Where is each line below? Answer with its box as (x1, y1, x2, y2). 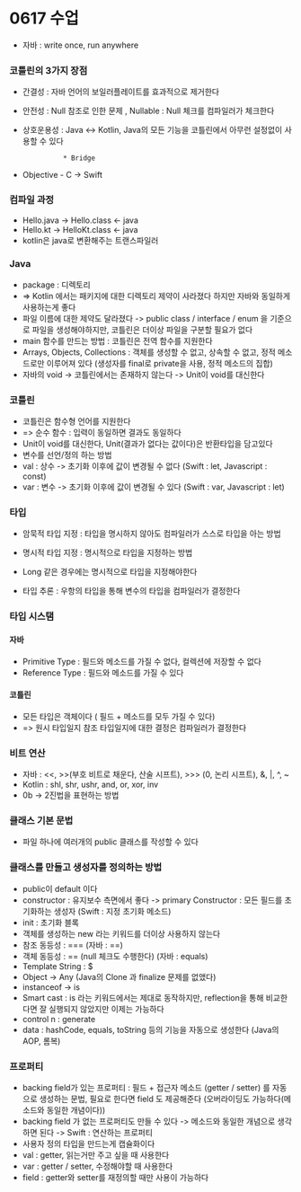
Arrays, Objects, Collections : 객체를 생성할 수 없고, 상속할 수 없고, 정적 (22, 347, 276, 358)
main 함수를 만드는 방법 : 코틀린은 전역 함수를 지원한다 (22, 335, 213, 346)
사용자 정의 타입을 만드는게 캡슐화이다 (22, 1138, 155, 1149)
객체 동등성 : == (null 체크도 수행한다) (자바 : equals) (22, 950, 208, 961)
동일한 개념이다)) (46, 1104, 106, 1115)
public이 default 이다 (22, 883, 98, 894)
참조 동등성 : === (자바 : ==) (22, 940, 124, 950)
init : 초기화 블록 (22, 917, 79, 928)
